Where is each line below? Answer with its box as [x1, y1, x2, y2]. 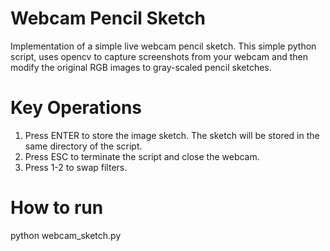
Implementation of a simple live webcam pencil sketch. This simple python [10, 40, 317, 52]
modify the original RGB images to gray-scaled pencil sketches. [10, 61, 272, 73]
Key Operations [10, 97, 142, 119]
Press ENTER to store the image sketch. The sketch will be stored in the [24, 129, 320, 141]
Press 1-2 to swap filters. [24, 161, 128, 173]
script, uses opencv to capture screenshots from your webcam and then [10, 50, 308, 62]
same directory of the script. [24, 140, 143, 152]
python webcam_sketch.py [10, 229, 122, 241]
